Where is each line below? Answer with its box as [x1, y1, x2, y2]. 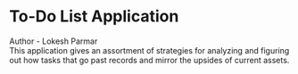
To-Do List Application [9, 6, 179, 27]
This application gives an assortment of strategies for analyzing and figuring [9, 45, 290, 55]
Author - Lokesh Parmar [9, 36, 98, 46]
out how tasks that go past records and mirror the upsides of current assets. [9, 54, 290, 65]
